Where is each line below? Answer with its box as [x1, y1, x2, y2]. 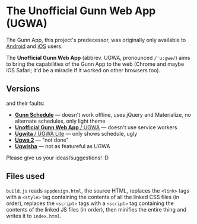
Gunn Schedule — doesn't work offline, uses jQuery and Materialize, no [14, 111, 191, 118]
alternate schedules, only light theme [14, 117, 106, 124]
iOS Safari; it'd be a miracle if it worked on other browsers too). [6, 66, 161, 73]
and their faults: [6, 100, 45, 107]
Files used [6, 171, 45, 181]
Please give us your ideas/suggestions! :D [6, 154, 109, 161]
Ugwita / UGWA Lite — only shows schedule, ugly [14, 130, 138, 137]
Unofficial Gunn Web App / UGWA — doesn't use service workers [14, 123, 177, 131]
